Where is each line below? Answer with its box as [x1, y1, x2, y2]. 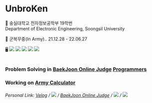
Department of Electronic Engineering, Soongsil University [5, 25, 125, 31]
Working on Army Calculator [5, 79, 76, 86]
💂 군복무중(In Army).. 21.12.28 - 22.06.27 [5, 36, 88, 42]
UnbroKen [5, 3, 48, 14]
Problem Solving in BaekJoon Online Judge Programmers [5, 66, 147, 73]
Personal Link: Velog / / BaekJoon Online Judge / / [5, 92, 122, 98]
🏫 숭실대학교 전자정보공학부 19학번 [5, 20, 73, 26]
